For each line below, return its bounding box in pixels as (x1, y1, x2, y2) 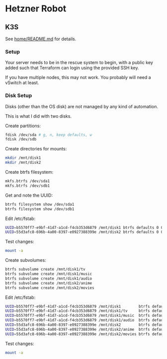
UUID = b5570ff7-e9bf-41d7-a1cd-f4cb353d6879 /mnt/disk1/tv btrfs (5, 308, 150, 313)
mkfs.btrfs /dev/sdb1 (5, 183, 50, 188)
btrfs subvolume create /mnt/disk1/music (5, 272, 92, 277)
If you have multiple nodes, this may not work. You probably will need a (5, 74, 151, 80)
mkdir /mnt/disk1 (5, 155, 41, 160)
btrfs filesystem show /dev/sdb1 (5, 207, 75, 212)
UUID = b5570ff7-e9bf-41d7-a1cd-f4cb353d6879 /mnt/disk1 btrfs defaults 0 (5, 225, 159, 230)
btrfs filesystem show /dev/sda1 (5, 202, 75, 207)
